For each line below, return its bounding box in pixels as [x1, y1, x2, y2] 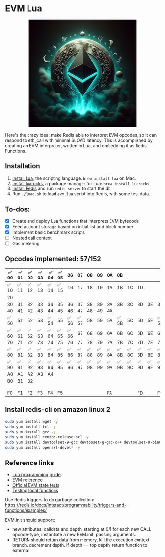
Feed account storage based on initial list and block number [12, 223, 134, 229]
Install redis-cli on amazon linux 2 [5, 405, 110, 414]
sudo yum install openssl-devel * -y [5, 445, 80, 450]
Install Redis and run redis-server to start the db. [12, 186, 112, 191]
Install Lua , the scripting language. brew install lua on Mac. [12, 175, 136, 181]
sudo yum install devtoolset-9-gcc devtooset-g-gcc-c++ [5, 440, 122, 445]
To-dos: [5, 205, 30, 214]
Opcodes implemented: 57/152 [5, 255, 102, 263]
